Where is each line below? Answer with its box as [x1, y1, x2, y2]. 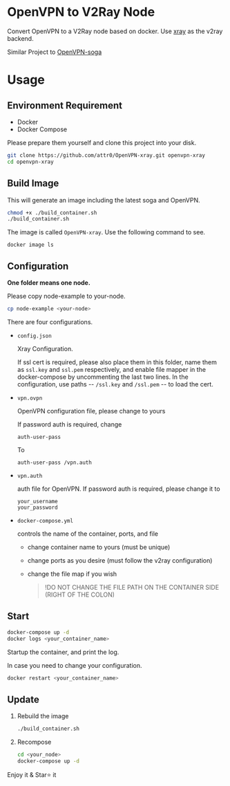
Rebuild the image [17, 712, 69, 720]
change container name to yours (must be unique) [27, 543, 171, 551]
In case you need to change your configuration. [7, 661, 143, 669]
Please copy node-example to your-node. [7, 292, 126, 301]
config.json [17, 333, 52, 339]
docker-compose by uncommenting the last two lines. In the [17, 373, 189, 381]
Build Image [7, 178, 59, 189]
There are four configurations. [7, 317, 93, 326]
